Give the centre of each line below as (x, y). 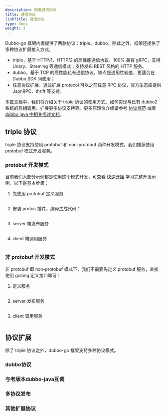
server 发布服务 (28, 301)
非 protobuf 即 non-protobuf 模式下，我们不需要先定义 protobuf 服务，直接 (82, 269)
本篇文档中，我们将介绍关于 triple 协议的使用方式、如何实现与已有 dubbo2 (82, 102)
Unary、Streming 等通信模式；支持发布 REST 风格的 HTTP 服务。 (80, 66)
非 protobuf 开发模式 (30, 257)
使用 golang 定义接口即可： (33, 275)
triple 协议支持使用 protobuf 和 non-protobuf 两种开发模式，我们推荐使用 (80, 144)
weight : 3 (15, 28)
